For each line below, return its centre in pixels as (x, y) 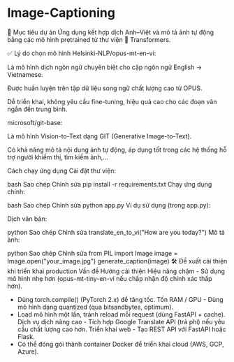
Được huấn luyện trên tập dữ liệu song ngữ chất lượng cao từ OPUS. (105, 88)
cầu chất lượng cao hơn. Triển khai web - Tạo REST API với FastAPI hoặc (122, 329)
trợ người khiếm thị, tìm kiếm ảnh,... (58, 157)
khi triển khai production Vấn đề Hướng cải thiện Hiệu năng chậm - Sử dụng (116, 271)
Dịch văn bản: (27, 219)
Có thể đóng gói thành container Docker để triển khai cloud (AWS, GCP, (120, 344)
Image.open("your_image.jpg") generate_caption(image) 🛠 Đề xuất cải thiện (117, 261)
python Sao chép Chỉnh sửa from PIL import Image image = (93, 253)
